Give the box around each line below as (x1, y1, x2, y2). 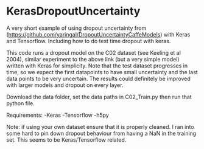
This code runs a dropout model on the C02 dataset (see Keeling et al (6, 49, 181, 56)
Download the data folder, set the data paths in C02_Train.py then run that (6, 93, 192, 100)
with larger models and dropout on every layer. (6, 81, 124, 89)
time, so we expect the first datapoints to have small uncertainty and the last (6, 68, 198, 75)
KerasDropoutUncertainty (6, 4, 141, 18)
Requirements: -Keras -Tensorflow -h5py (6, 111, 110, 119)
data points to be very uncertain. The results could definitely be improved (6, 75, 191, 82)
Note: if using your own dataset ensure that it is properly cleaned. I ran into (6, 123, 194, 130)
